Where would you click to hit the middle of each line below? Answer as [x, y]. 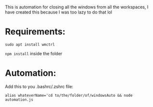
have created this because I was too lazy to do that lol [59, 12]
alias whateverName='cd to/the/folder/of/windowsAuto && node [69, 95]
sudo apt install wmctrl [30, 45]
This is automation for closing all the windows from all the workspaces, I [77, 7]
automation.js [19, 99]
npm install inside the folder [34, 53]
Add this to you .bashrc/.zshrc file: [39, 86]
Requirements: [35, 32]
